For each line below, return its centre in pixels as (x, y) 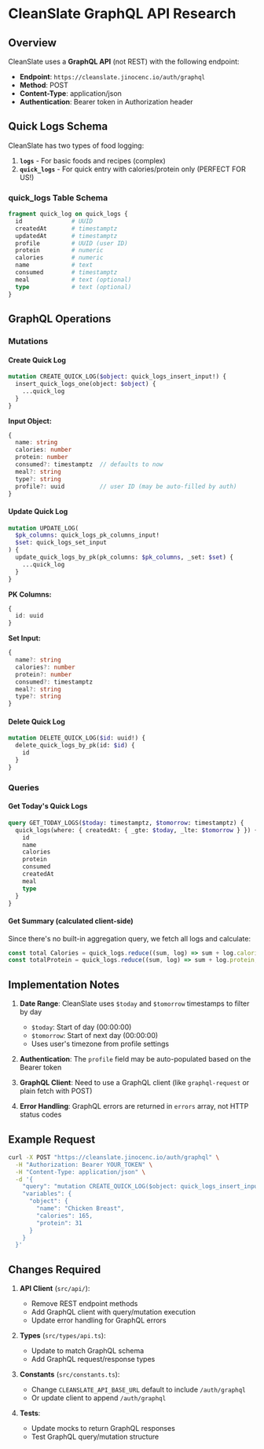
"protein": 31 (59, 1223)
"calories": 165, (64, 1216)
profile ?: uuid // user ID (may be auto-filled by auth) (126, 486)
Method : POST (44, 85)
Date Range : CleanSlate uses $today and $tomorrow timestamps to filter (134, 1003)
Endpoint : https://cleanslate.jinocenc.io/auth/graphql (112, 77)
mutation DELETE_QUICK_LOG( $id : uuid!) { (77, 738)
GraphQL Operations (60, 319)
